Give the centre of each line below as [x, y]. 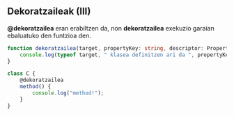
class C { [22, 74]
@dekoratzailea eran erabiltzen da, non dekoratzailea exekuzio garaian [111, 28]
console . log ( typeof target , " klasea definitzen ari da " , [107, 55]
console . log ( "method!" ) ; [68, 93]
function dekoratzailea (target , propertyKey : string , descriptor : [106, 48]
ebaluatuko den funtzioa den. [49, 35]
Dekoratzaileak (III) [49, 11]
